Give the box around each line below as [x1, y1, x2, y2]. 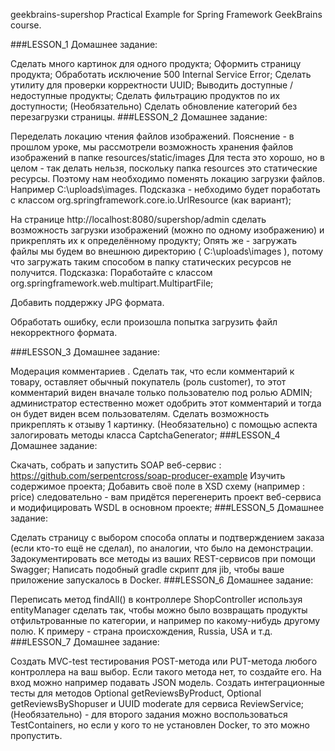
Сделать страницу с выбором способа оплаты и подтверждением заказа [10, 532, 325, 543]
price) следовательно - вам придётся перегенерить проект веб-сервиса [10, 491, 322, 503]
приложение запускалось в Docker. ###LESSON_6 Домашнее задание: [10, 574, 314, 586]
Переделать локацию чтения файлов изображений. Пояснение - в [10, 130, 295, 142]
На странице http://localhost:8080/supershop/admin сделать [10, 214, 267, 225]
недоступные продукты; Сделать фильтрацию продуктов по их [10, 90, 281, 101]
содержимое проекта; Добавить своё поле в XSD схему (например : [10, 480, 306, 492]
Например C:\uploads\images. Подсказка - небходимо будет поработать [10, 184, 321, 195]
